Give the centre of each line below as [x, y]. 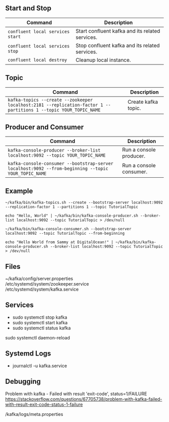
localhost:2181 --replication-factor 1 [55, 105]
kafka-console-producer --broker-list [54, 150]
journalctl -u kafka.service [40, 366]
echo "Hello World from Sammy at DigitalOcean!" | [59, 242]
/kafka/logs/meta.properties [34, 414]
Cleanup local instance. [103, 60]
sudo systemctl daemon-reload [38, 337]
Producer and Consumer [45, 127]
